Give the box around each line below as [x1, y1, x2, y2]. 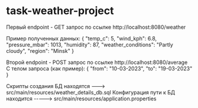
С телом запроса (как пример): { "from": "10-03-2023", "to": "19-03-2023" [6, 65, 193, 72]
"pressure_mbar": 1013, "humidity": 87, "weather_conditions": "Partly [6, 41, 173, 48]
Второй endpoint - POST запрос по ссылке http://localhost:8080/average [6, 59, 188, 66]
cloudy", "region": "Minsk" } [6, 47, 74, 54]
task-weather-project [6, 4, 114, 18]
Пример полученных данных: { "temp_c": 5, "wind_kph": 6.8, [6, 35, 157, 42]
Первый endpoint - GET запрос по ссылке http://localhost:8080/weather [6, 23, 186, 31]
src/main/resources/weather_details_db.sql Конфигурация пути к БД [6, 89, 176, 96]
